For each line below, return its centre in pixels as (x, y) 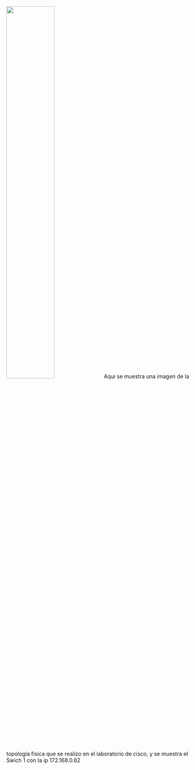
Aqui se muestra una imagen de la (146, 376)
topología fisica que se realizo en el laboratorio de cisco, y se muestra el (97, 754)
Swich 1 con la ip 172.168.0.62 (44, 760)
